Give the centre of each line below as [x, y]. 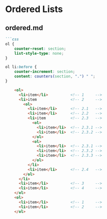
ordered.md [24, 28]
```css [12, 39]
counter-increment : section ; [45, 72]
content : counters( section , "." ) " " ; [55, 76]
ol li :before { [21, 67]
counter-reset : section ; [40, 49]
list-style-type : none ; [39, 53]
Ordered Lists [34, 9]
